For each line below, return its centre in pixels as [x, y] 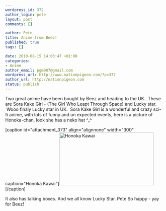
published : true [22, 43]
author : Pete [19, 33]
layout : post [19, 19]
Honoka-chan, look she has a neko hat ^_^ [49, 120]
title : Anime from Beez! [31, 38]
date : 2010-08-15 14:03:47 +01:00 [41, 56]
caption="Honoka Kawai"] [32, 183]
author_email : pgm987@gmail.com [39, 70]
